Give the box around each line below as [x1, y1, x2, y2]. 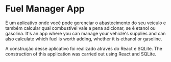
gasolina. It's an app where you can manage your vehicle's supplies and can [5, 30, 166, 36]
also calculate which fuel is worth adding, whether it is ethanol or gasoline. [5, 36, 162, 42]
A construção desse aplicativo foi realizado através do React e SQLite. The [5, 45, 162, 51]
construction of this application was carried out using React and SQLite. [5, 51, 157, 57]
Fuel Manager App [5, 3, 85, 15]
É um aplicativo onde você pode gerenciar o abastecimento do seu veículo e [5, 20, 166, 26]
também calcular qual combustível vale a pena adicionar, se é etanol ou [5, 25, 156, 31]
